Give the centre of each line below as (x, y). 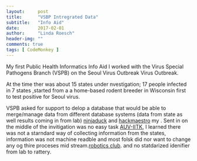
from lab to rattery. (29, 152)
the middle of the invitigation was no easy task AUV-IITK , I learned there (94, 126)
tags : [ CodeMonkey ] (33, 50)
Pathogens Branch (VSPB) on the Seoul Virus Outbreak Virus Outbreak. (92, 73)
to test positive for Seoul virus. (43, 96)
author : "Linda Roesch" (41, 33)
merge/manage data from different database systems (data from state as (94, 114)
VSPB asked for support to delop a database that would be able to (86, 108)
